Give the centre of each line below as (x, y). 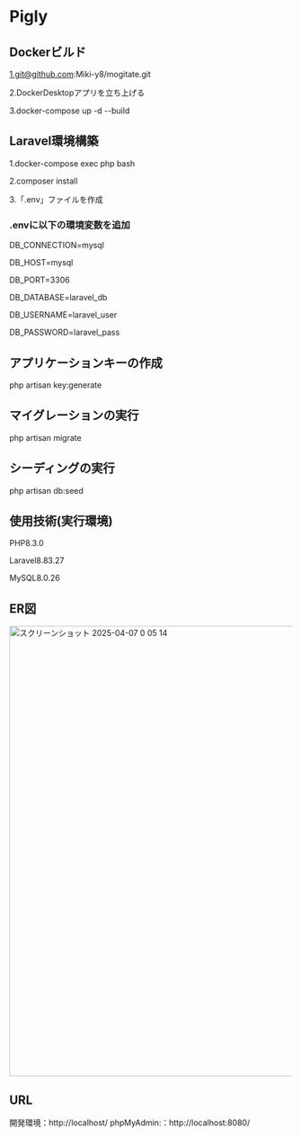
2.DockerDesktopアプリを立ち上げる (77, 93)
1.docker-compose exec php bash (72, 163)
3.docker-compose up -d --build (70, 111)
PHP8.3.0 (27, 543)
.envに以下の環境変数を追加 (70, 225)
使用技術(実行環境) (61, 520)
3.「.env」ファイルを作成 (56, 199)
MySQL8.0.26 (35, 578)
